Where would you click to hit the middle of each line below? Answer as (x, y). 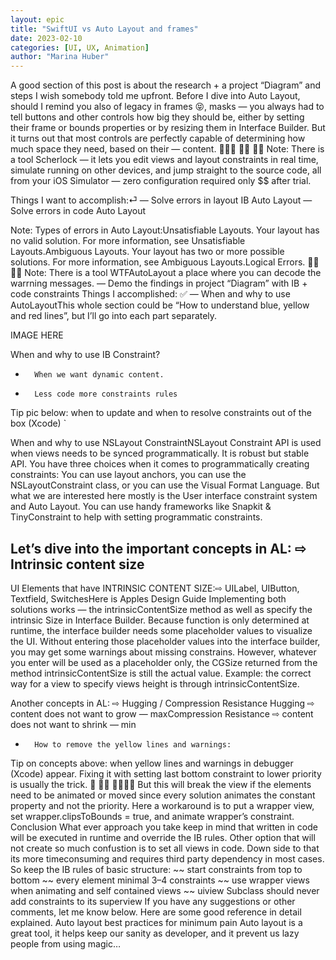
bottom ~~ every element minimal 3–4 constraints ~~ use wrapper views (160, 880)
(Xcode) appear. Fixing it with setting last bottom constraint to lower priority (166, 773)
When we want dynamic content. (99, 375)
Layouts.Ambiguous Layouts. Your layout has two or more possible (147, 252)
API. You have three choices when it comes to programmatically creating (160, 464)
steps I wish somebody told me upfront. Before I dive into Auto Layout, (155, 96)
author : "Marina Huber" (60, 57)
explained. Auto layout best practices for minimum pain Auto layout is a (156, 922)
